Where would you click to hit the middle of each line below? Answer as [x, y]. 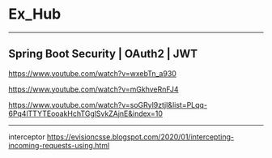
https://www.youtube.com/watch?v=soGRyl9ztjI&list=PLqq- [108, 105]
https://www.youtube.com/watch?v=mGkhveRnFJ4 [94, 89]
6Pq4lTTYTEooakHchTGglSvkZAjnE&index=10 [86, 113]
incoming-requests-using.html [59, 145]
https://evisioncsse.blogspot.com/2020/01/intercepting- [141, 137]
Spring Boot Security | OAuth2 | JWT [103, 54]
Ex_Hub [35, 14]
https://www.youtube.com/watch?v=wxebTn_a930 [92, 73]
